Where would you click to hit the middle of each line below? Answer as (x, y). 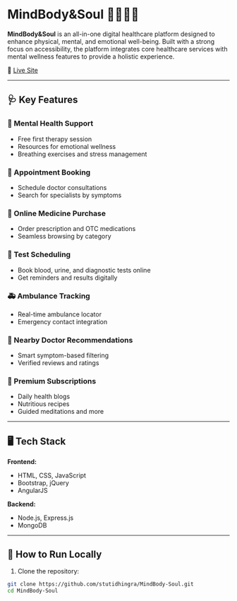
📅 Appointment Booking (49, 172)
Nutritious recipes (43, 404)
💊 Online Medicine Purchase (56, 213)
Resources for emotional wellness (67, 146)
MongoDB (32, 525)
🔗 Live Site (23, 70)
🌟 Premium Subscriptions (52, 381)
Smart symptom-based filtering (63, 355)
